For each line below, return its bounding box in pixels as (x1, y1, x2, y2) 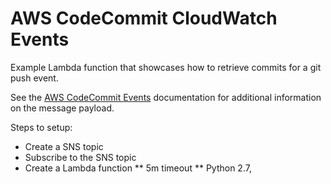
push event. (10, 72, 59, 84)
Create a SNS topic (24, 140, 104, 152)
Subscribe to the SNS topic (24, 151, 137, 163)
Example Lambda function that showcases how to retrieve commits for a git (10, 61, 322, 73)
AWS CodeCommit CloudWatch (10, 7, 278, 30)
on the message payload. (10, 102, 115, 114)
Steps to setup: (10, 121, 73, 133)
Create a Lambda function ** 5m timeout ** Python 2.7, (24, 162, 252, 174)
